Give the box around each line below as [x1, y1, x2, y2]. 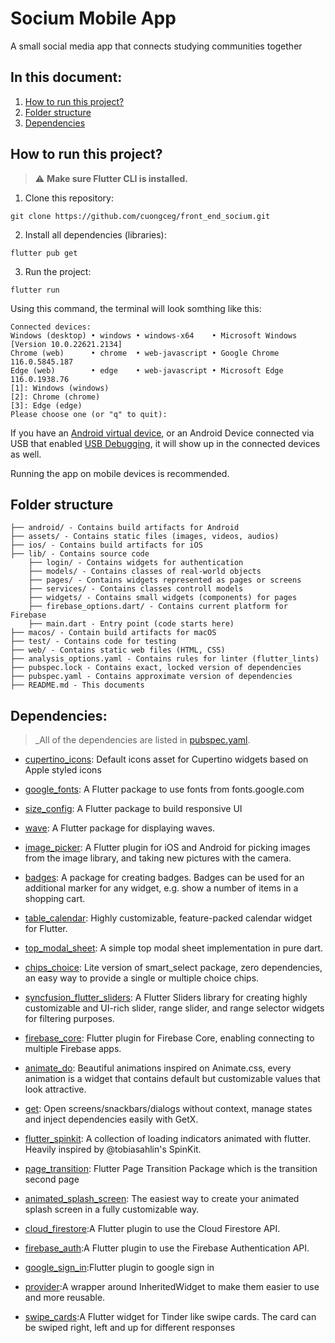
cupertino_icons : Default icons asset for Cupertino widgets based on [24, 753, 309, 766]
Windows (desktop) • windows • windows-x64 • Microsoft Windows [10, 330, 298, 341]
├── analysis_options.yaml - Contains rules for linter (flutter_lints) [10, 654, 320, 664]
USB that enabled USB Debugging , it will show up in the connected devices [10, 437, 321, 449]
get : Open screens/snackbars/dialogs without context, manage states [24, 1103, 313, 1115]
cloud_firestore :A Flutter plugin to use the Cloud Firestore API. [24, 1223, 281, 1235]
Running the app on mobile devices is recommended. [10, 467, 230, 479]
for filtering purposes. [24, 1013, 115, 1025]
